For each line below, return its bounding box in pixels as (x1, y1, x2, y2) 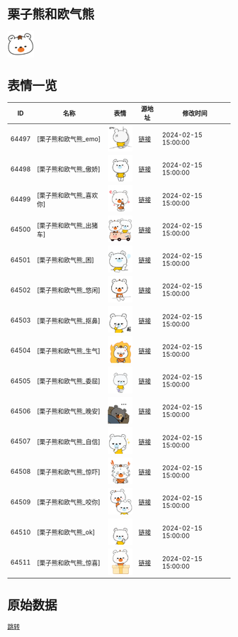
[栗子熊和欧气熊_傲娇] (36, 165, 101, 174)
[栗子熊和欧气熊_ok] (36, 528, 96, 536)
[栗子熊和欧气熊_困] (36, 256, 94, 265)
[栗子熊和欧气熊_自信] (36, 437, 101, 445)
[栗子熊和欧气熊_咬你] (36, 498, 101, 506)
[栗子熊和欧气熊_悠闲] (36, 286, 101, 294)
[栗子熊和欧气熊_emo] (36, 135, 101, 143)
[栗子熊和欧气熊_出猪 (36, 221, 98, 229)
